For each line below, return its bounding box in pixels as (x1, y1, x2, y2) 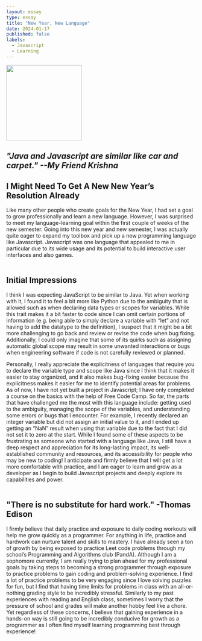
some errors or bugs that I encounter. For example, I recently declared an (6, 411, 188, 419)
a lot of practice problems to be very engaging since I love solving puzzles (6, 576, 191, 584)
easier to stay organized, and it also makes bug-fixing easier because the (6, 373, 189, 380)
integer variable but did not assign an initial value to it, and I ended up (6, 418, 179, 425)
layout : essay (6, 8, 42, 15)
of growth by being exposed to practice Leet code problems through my (6, 544, 186, 552)
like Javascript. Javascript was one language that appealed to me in (6, 238, 175, 245)
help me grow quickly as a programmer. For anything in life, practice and (6, 531, 186, 538)
